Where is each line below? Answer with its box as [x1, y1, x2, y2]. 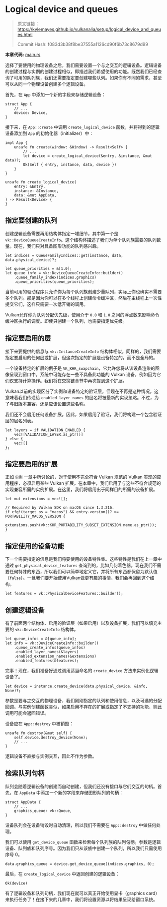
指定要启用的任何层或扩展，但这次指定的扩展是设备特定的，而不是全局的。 [5, 354, 158, 360]
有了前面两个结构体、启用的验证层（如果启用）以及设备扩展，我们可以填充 [5, 620, 158, 626]
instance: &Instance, [14, 188, 59, 193]
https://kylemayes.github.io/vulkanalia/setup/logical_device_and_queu [17, 26, 162, 32]
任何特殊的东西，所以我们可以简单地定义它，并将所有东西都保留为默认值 [9, 569, 158, 575]
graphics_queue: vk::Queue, [14, 808, 72, 813]
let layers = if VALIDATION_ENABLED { [5, 427, 85, 433]
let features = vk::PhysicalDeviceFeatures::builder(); [5, 591, 123, 596]
